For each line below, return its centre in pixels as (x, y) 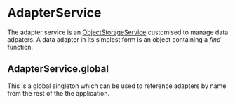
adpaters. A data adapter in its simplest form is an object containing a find (114, 39)
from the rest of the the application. (59, 93)
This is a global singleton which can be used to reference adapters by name (117, 86)
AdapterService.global (58, 69)
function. (20, 47)
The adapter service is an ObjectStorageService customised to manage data (118, 32)
